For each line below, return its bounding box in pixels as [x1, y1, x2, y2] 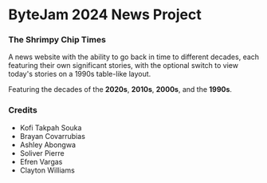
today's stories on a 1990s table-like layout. [8, 70, 151, 79]
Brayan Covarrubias [19, 131, 86, 141]
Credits [8, 105, 37, 116]
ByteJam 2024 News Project [8, 6, 202, 24]
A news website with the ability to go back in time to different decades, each [8, 52, 260, 62]
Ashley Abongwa [19, 140, 77, 149]
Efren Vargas [19, 157, 63, 166]
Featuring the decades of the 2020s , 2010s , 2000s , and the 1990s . [8, 85, 233, 94]
